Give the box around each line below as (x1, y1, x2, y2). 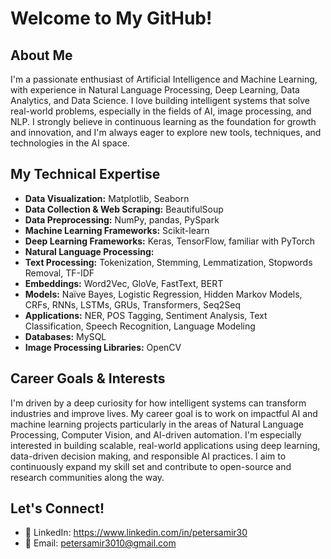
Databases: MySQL (24, 330, 107, 342)
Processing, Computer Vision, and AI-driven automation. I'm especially (10, 428, 302, 441)
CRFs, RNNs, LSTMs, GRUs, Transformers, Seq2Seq (24, 298, 241, 311)
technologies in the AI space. (10, 137, 130, 149)
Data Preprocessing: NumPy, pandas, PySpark (24, 213, 220, 226)
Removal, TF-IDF (24, 267, 95, 279)
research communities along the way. (10, 471, 165, 483)
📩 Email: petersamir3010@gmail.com (24, 537, 177, 549)
